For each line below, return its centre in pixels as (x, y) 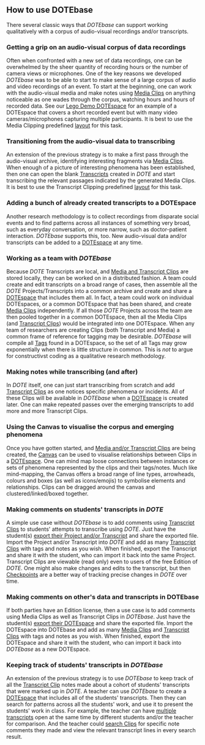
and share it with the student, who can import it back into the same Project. (101, 555)
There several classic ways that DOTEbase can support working (87, 24)
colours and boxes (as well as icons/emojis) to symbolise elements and (96, 480)
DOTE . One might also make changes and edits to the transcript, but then (99, 568)
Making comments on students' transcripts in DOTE (85, 509)
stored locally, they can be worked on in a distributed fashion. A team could (102, 278)
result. (14, 737)
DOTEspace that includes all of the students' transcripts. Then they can (96, 698)
